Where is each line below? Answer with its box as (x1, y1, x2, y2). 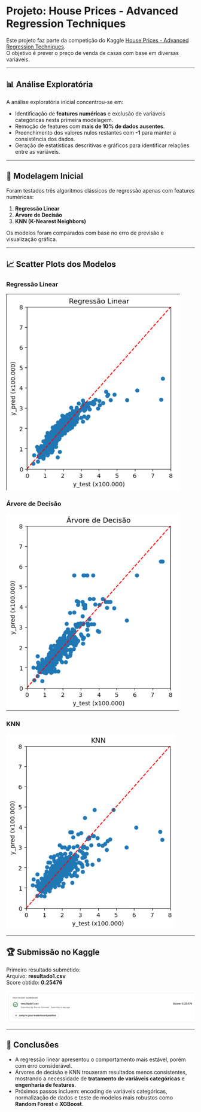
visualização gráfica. (6, 235, 57, 243)
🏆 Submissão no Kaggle (6, 947, 100, 958)
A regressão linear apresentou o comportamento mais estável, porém (14, 1056, 186, 1063)
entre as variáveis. (14, 148, 60, 155)
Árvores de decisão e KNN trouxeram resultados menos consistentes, (14, 1068, 187, 1076)
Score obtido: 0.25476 (6, 979, 63, 986)
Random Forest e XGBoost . (14, 1100, 84, 1107)
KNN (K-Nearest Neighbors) (14, 217, 87, 225)
